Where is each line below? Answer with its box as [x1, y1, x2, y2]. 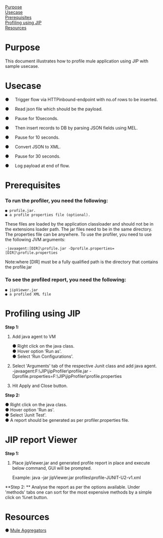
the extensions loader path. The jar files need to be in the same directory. [5, 227, 153, 232]
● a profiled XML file [5, 291, 51, 297]
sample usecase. [5, 63, 39, 69]
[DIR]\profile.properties [5, 250, 58, 255]
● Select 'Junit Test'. [5, 412, 47, 418]
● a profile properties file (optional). [5, 212, 91, 218]
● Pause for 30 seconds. [5, 153, 61, 159]
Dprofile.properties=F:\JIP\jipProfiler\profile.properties [12, 373, 122, 379]
